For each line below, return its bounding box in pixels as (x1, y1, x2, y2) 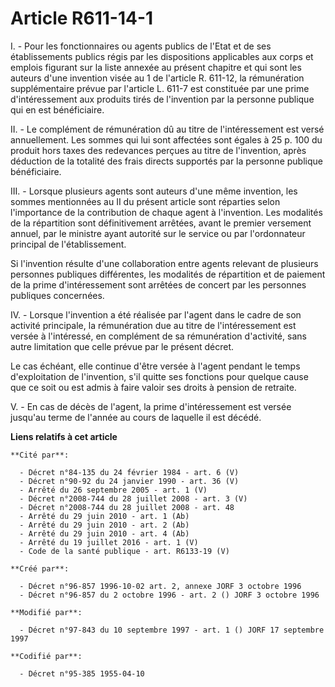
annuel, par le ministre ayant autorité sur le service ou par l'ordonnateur (10, 227, 306, 239)
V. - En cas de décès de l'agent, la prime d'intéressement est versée (10, 400, 292, 412)
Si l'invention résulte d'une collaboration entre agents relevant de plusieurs (10, 257, 319, 269)
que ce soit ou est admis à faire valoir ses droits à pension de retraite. (10, 381, 297, 393)
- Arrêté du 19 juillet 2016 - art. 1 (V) (19, 537, 199, 547)
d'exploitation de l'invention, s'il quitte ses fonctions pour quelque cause (10, 370, 309, 382)
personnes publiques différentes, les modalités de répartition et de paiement (10, 268, 326, 280)
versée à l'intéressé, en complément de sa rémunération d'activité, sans (10, 330, 307, 342)
